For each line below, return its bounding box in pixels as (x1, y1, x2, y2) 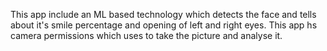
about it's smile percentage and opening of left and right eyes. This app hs (10, 19, 318, 31)
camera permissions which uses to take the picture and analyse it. (10, 30, 283, 41)
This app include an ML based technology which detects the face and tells (10, 9, 317, 20)
